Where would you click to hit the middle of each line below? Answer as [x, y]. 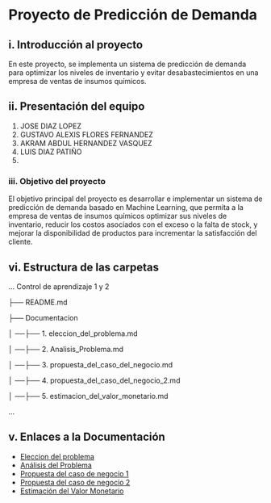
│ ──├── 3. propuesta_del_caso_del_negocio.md [91, 364]
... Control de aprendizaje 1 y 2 [59, 286]
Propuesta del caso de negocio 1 [74, 473]
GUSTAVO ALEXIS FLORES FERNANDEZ [86, 134]
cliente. [21, 242]
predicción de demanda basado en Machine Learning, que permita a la [126, 207]
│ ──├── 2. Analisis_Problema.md [66, 349]
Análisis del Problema [56, 465]
